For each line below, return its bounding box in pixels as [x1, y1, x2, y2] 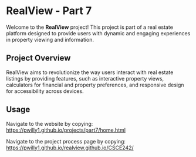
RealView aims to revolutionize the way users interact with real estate [6, 69, 174, 76]
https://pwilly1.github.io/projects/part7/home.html [6, 126, 126, 133]
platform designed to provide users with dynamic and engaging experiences [6, 29, 191, 36]
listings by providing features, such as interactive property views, [6, 75, 164, 82]
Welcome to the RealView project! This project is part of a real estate [6, 24, 173, 31]
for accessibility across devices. [6, 87, 84, 95]
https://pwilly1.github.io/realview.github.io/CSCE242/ [6, 144, 134, 151]
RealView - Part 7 [6, 4, 92, 18]
